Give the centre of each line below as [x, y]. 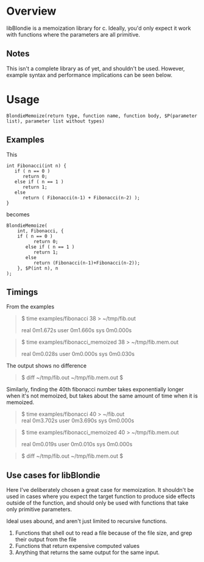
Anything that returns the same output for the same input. [87, 552]
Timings [22, 292]
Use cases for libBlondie [53, 475]
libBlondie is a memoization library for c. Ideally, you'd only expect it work [99, 28]
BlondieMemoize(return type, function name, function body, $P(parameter [102, 116]
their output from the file [46, 539]
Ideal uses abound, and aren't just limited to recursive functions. [87, 521]
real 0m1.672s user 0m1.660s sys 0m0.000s [76, 330]
